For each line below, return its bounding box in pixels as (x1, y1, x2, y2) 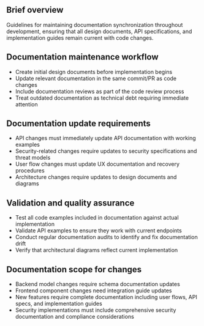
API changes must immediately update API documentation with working (15, 135, 196, 142)
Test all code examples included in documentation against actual (15, 214, 179, 221)
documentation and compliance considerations (15, 313, 135, 320)
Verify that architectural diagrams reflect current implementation (15, 246, 178, 254)
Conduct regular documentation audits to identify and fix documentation (15, 234, 198, 241)
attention (15, 100, 38, 108)
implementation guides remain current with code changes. (6, 34, 154, 42)
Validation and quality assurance (6, 198, 135, 208)
